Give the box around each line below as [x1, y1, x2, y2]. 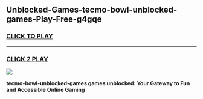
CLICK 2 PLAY [6, 55, 48, 63]
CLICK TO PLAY [6, 32, 53, 41]
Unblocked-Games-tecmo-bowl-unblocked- [6, 5, 178, 15]
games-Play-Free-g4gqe [6, 14, 102, 25]
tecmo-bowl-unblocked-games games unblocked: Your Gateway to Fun [6, 79, 190, 86]
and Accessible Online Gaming [6, 86, 85, 93]
